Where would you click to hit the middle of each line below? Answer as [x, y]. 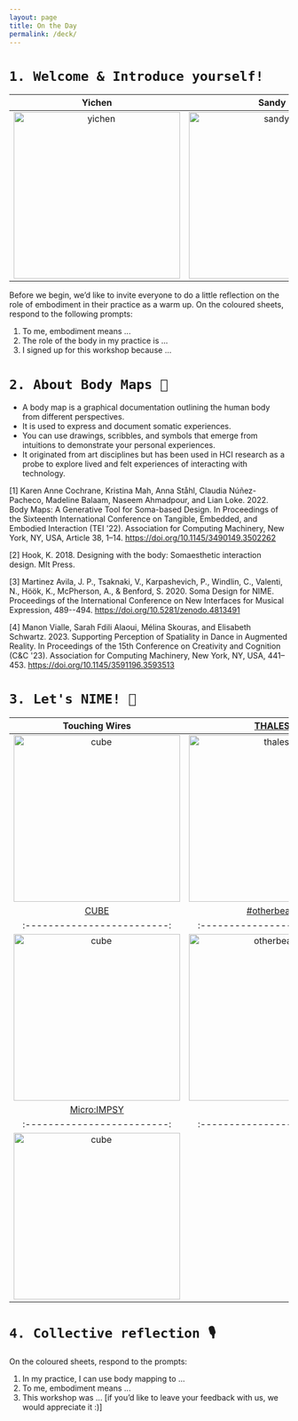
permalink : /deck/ [43, 34]
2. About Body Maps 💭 [89, 384]
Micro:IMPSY [97, 1110]
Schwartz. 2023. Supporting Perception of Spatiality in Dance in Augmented [149, 637]
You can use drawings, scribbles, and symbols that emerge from [140, 435]
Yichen [97, 103]
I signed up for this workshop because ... [97, 350]
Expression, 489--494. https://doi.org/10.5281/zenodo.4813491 [125, 611]
